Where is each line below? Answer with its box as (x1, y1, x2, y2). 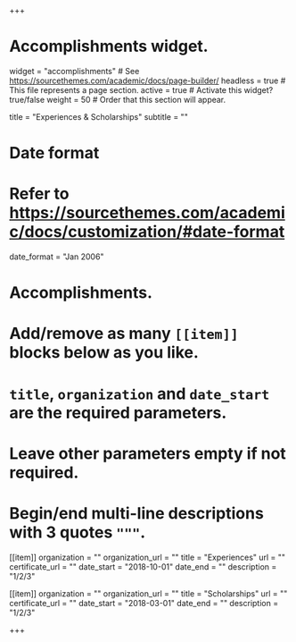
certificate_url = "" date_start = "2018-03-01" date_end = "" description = (9, 597, 279, 608)
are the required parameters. (9, 402, 227, 423)
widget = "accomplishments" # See (9, 65, 140, 76)
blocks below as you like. (9, 342, 199, 363)
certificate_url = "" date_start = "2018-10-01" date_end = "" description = (9, 561, 277, 572)
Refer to (9, 184, 70, 204)
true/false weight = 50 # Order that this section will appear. (9, 94, 226, 105)
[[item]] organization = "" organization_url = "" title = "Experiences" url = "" (9, 552, 286, 562)
